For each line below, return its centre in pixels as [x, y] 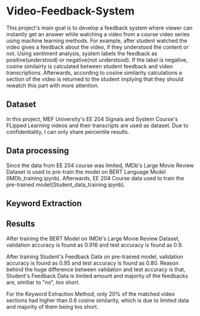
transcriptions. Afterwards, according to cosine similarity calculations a [94, 72]
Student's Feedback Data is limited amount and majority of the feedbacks [97, 276]
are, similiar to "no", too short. [43, 282]
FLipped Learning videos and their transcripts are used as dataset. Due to [97, 125]
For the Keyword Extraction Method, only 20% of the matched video [91, 294]
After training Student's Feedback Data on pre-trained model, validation [95, 256]
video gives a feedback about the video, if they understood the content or [98, 47]
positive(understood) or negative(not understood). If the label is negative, [97, 60]
